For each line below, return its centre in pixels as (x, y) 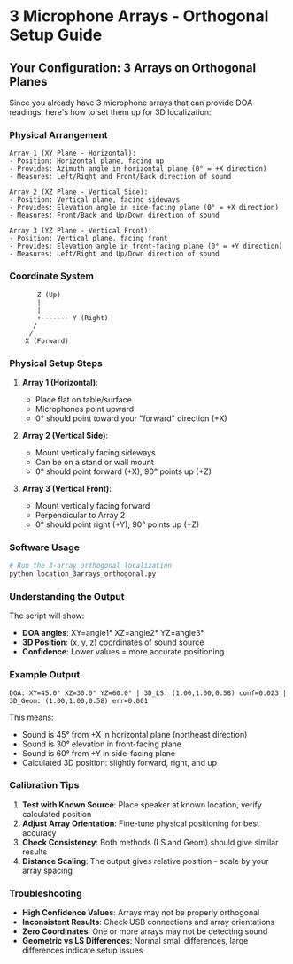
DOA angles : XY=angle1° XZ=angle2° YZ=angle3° (113, 633)
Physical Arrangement (58, 134)
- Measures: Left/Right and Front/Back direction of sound (120, 177)
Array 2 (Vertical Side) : (65, 435)
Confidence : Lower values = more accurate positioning (123, 652)
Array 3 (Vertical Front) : (67, 488)
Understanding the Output (67, 596)
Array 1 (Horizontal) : (60, 382)
